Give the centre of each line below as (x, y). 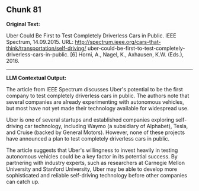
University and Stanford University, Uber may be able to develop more (92, 169)
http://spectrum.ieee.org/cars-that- (118, 42)
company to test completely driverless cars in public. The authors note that (98, 95)
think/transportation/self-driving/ (46, 48)
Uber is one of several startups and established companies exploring (90, 120)
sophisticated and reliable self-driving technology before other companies (97, 175)
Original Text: (23, 24)
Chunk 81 (24, 10)
